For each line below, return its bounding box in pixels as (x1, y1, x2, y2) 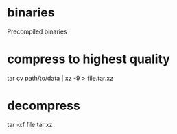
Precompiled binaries (7, 27, 67, 36)
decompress (7, 98, 80, 113)
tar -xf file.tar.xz (7, 120, 53, 129)
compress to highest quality (7, 51, 170, 67)
